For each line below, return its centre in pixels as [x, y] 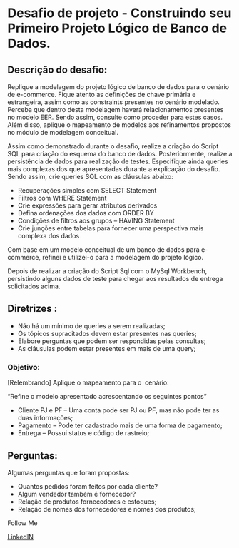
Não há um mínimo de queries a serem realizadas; [91, 325]
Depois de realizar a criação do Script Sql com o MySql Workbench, [107, 271]
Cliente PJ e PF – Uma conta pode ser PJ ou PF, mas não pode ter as [118, 410]
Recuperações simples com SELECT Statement [87, 190]
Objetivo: [24, 367]
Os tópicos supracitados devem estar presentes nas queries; [107, 333]
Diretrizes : [32, 309]
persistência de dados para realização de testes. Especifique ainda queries [118, 161]
